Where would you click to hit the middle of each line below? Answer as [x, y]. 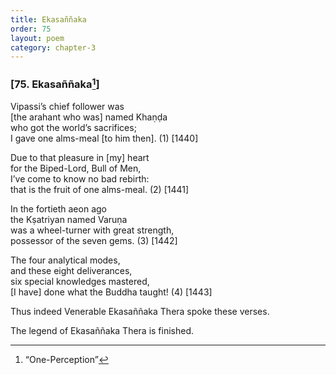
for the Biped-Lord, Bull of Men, [76, 168]
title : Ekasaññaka [48, 19]
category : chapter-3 [53, 47]
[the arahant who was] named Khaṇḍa [89, 117]
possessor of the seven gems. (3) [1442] [94, 240]
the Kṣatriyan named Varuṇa [69, 219]
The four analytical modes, [65, 260]
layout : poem [37, 38]
